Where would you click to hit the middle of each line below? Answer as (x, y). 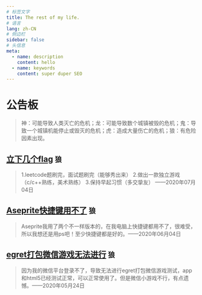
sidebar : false (25, 40)
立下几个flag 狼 (34, 159)
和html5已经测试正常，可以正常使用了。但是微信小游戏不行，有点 (102, 278)
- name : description (37, 57)
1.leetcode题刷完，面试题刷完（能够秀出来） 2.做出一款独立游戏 (100, 175)
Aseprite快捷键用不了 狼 (51, 211)
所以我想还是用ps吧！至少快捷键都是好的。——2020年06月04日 (101, 233)
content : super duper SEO (50, 74)
